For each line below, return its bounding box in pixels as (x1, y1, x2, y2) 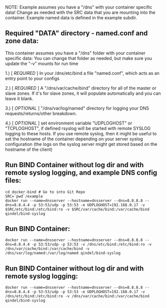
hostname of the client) (5, 146, 53, 152)
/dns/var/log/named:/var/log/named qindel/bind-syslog (5, 250, 121, 256)
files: (5, 176, 21, 185)
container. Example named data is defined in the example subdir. (5, 15, 137, 20)
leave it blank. (5, 95, 34, 101)
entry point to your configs (5, 75, 59, 81)
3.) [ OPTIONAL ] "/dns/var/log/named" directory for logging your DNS (5, 105, 150, 111)
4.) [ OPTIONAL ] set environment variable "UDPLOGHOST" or (5, 120, 132, 126)
